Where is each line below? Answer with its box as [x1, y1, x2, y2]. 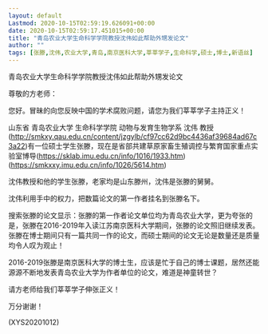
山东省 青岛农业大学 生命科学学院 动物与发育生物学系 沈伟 [8, 123, 198, 132]
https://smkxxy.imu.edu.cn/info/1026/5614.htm [10, 161, 164, 169]
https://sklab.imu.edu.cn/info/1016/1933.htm [38, 151, 183, 161]
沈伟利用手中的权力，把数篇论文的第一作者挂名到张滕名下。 [8, 193, 204, 203]
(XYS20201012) [8, 317, 60, 327]
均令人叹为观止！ [8, 241, 65, 250]
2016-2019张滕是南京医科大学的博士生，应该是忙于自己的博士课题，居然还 [8, 257, 253, 267]
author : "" [8, 42, 45, 50]
